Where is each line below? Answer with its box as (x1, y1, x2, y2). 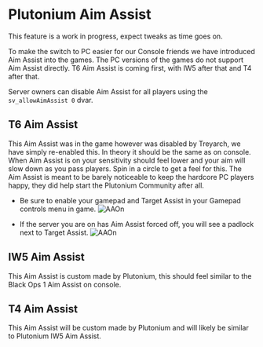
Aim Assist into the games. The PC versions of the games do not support (8, 55, 244, 64)
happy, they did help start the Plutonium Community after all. (8, 181, 204, 190)
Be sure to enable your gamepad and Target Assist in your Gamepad (19, 195, 241, 205)
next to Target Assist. (19, 228, 89, 237)
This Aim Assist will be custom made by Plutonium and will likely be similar (8, 323, 249, 333)
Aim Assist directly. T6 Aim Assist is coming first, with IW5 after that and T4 (8, 63, 252, 72)
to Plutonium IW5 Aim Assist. (8, 331, 102, 341)
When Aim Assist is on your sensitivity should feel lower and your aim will (8, 155, 246, 165)
